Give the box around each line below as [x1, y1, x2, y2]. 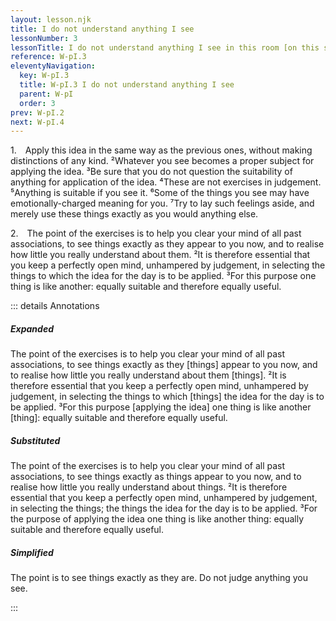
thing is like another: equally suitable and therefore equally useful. [10, 281, 282, 293]
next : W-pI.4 [10, 117, 65, 127]
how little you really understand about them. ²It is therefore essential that [10, 249, 311, 261]
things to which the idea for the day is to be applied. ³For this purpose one [10, 270, 317, 282]
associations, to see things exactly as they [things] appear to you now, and [10, 359, 318, 371]
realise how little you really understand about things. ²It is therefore [10, 481, 288, 493]
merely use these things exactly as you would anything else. [10, 208, 259, 220]
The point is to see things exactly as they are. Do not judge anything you [10, 572, 308, 584]
